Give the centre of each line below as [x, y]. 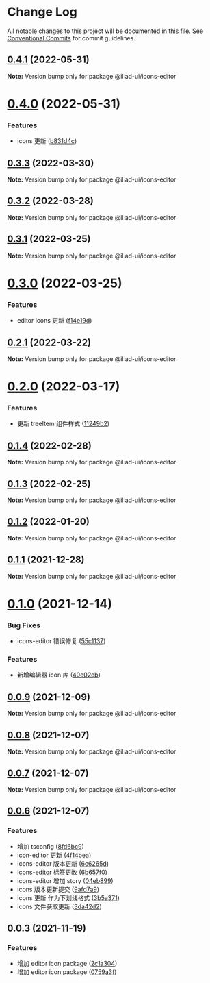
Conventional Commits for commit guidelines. [71, 38]
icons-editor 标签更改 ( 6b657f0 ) [62, 872]
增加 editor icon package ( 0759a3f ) [67, 972]
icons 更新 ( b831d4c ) [47, 141]
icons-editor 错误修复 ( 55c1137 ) [61, 641]
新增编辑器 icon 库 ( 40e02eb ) [59, 675]
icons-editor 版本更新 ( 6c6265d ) [63, 863]
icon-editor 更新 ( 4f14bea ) [54, 855]
